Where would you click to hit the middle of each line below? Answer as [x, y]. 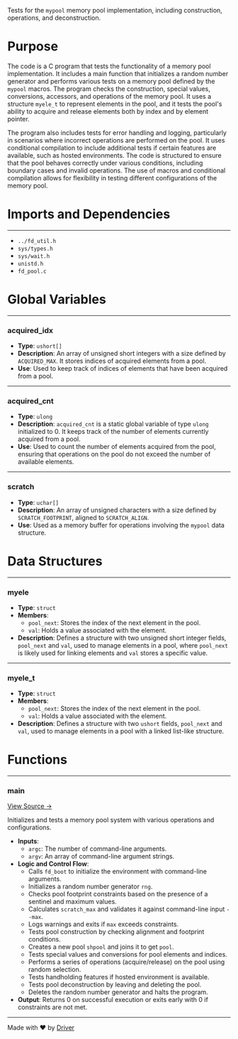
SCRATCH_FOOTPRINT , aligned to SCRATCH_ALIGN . [83, 517]
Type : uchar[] [38, 502]
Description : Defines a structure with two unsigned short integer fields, [122, 638]
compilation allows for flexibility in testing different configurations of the [112, 178]
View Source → [30, 806]
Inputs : [28, 842]
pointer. [18, 119]
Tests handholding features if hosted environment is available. [119, 977]
